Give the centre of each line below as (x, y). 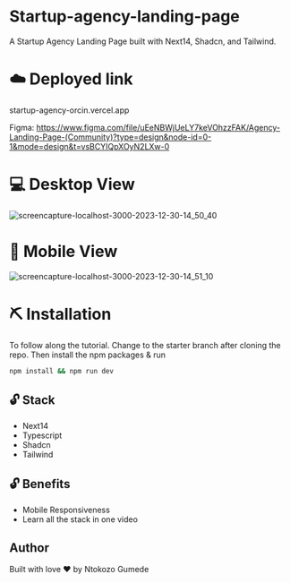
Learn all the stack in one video (80, 519)
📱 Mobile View (64, 252)
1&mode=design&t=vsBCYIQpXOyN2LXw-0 (90, 146)
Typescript (42, 435)
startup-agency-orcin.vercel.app (69, 110)
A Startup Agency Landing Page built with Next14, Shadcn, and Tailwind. (143, 41)
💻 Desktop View (72, 184)
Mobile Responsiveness (66, 510)
